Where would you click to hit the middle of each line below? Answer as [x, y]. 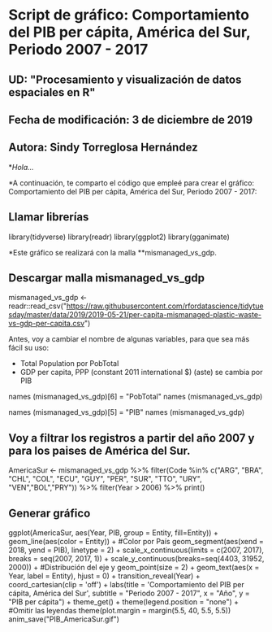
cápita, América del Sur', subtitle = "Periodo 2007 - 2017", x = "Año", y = [129, 593]
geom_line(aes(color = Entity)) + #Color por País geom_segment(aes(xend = [136, 542]
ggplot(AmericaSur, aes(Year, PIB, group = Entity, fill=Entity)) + [114, 533]
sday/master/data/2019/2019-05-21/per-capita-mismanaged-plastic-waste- [135, 315]
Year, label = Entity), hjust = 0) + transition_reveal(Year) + [104, 576]
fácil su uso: [29, 348]
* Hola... [21, 167]
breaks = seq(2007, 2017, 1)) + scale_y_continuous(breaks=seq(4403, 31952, [136, 559]
